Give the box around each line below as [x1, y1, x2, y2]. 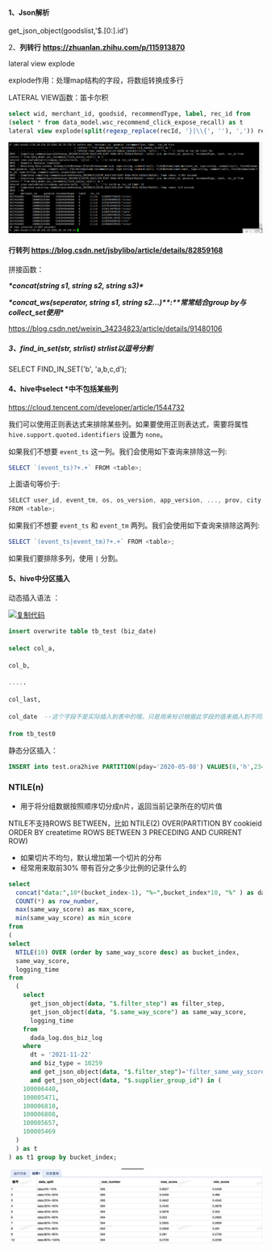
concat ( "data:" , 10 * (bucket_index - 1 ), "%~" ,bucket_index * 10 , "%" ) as [15, 889, 254, 897]
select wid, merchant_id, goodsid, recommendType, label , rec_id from [8, 110, 251, 118]
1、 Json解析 [8, 7, 50, 17]
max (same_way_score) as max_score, [15, 906, 135, 914]
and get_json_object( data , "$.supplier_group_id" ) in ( [29, 1076, 222, 1084]
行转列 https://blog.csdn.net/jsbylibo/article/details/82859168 [8, 245, 223, 255]
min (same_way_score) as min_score [15, 915, 131, 923]
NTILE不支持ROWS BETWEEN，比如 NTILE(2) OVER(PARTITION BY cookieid [8, 818, 262, 828]
